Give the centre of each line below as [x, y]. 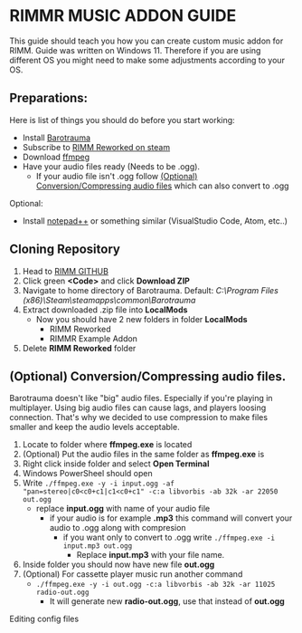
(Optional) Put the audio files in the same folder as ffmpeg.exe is [143, 455]
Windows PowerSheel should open [87, 474]
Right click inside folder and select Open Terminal [116, 464]
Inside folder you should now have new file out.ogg [118, 565]
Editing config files [44, 619]
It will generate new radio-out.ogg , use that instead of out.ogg [167, 601]
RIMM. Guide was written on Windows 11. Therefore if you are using [135, 50]
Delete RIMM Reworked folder [79, 348]
